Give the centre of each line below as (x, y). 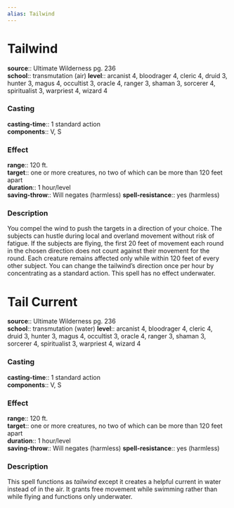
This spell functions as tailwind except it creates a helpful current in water (114, 482)
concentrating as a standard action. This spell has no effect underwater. (111, 273)
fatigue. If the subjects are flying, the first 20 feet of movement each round (116, 243)
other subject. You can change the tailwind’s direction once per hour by (111, 266)
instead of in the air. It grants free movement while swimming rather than (112, 489)
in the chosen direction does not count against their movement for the (109, 251)
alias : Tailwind (31, 14)
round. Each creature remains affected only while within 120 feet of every (113, 258)
